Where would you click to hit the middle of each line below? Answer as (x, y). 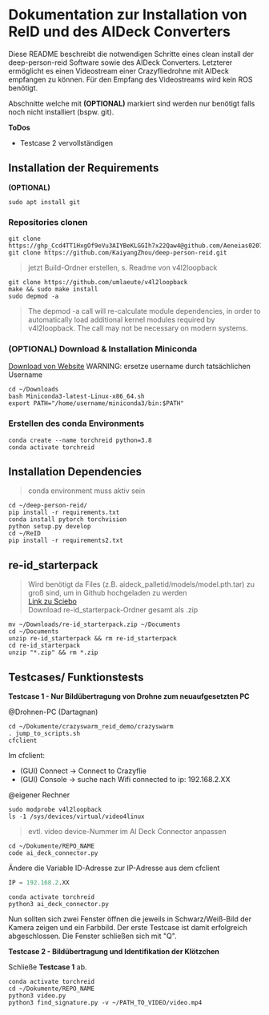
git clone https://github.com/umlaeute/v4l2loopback (98, 283)
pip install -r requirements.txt (64, 513)
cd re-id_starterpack (44, 646)
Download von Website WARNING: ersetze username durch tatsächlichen (129, 367)
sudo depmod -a (34, 297)
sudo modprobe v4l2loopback (55, 810)
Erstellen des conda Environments (76, 423)
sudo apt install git (44, 202)
